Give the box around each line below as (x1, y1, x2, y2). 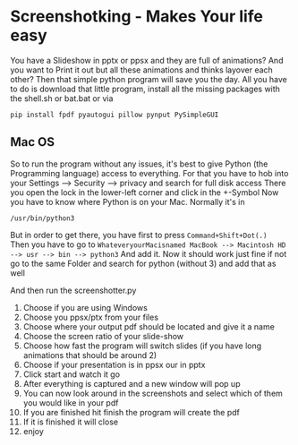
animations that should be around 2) (22, 349, 158, 360)
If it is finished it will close (22, 416, 119, 427)
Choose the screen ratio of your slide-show (22, 330, 184, 341)
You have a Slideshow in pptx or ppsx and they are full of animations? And (10, 55, 284, 65)
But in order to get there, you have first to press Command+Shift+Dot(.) (10, 229, 268, 240)
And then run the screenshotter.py (10, 285, 137, 295)
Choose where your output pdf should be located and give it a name (22, 321, 276, 332)
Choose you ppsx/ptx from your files (22, 312, 159, 322)
